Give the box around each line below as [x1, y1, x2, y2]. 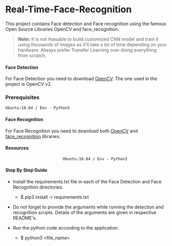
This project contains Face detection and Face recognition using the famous [5, 21, 166, 27]
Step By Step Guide [5, 167, 48, 173]
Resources [5, 145, 29, 151]
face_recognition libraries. [5, 133, 61, 139]
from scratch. [17, 52, 47, 59]
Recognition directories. [12, 184, 64, 191]
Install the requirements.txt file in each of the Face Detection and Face [12, 179, 162, 185]
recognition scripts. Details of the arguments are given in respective [12, 210, 157, 216]
